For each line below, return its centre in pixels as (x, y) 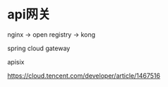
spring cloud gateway (39, 48)
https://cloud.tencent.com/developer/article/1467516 (84, 76)
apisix (16, 62)
